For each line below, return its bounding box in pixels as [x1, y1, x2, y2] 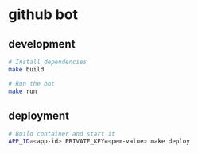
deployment [8, 109, 70, 122]
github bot [8, 6, 78, 24]
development [8, 37, 76, 51]
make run [8, 87, 37, 95]
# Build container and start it [8, 130, 115, 138]
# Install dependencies [8, 58, 87, 66]
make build [8, 65, 45, 73]
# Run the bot [8, 79, 56, 88]
